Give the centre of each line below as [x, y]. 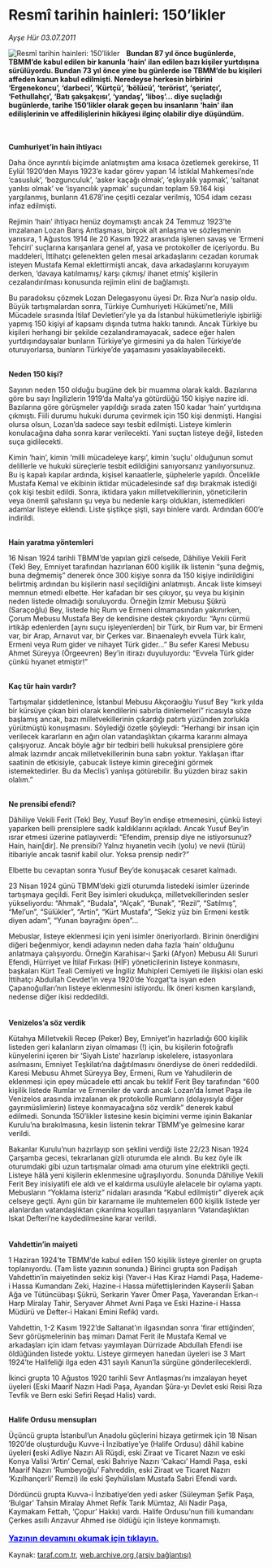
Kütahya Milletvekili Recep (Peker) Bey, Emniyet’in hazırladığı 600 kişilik [128, 1038]
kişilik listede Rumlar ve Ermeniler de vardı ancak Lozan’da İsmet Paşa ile [130, 1090]
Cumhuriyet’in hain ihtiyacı [55, 146]
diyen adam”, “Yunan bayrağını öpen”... [73, 920]
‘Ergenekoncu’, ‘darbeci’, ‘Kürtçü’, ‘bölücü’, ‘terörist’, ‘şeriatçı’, [115, 88]
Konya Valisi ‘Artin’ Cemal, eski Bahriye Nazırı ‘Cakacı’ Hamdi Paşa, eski [128, 1461]
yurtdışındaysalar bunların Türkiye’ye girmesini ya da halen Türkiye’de [125, 341]
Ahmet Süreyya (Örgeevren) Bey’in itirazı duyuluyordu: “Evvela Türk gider [131, 653]
